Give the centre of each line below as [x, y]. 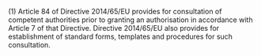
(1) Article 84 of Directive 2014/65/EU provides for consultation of [115, 11]
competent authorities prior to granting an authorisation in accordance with [130, 20]
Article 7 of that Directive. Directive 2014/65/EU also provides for [114, 28]
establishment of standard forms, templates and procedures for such [121, 36]
